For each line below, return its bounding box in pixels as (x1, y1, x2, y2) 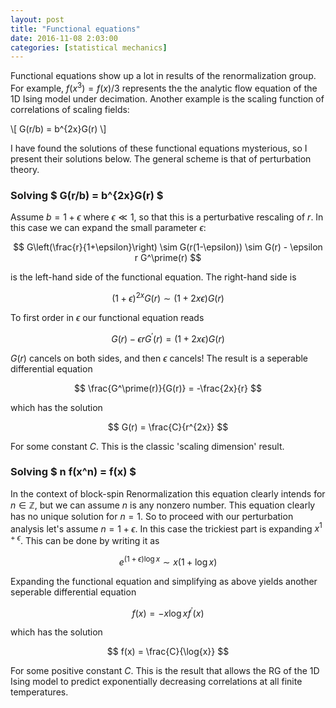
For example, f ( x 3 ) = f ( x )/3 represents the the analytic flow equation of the (10, 81, 318, 94)
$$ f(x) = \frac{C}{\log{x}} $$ (106, 646, 230, 658)
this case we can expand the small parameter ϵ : (10, 222, 207, 234)
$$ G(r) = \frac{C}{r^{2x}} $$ (107, 421, 229, 433)
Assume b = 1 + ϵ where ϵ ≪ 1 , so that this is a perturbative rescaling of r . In (10, 211, 324, 223)
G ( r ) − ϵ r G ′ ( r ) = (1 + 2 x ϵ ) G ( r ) (111, 331, 225, 345)
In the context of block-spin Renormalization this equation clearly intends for (10, 487, 326, 500)
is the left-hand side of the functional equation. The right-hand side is (10, 271, 297, 283)
